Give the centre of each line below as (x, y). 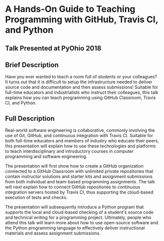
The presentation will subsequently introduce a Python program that (75, 207)
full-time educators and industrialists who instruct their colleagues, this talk (82, 93)
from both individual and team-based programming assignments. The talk (80, 182)
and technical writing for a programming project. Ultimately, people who (78, 217)
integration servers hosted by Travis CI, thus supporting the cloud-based (79, 192)
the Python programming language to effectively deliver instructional (75, 228)
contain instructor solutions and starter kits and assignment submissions (79, 176)
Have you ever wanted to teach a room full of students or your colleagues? (81, 77)
